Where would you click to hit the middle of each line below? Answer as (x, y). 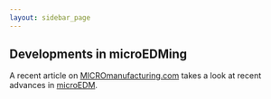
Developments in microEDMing (98, 54)
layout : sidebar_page (50, 18)
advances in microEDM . (53, 85)
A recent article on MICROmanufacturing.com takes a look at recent (135, 76)
